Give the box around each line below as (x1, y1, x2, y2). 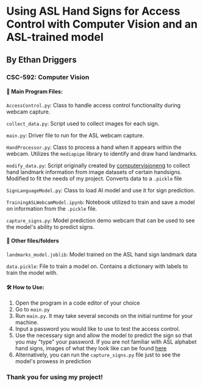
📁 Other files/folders (6, 237, 59, 245)
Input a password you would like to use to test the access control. (15, 325, 180, 333)
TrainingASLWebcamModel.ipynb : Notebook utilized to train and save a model (6, 198, 195, 206)
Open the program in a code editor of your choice (15, 299, 140, 306)
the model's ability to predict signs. (6, 223, 94, 230)
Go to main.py (15, 306, 50, 313)
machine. (15, 319, 39, 326)
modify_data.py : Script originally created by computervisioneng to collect (6, 162, 190, 169)
